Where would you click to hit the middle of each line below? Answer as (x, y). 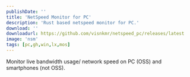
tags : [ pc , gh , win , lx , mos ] (38, 45)
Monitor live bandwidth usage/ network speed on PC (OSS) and (84, 61)
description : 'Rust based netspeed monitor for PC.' (73, 23)
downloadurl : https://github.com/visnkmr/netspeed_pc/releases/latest (95, 34)
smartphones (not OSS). (36, 68)
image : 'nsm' (22, 39)
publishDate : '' (26, 12)
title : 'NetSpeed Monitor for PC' (49, 17)
